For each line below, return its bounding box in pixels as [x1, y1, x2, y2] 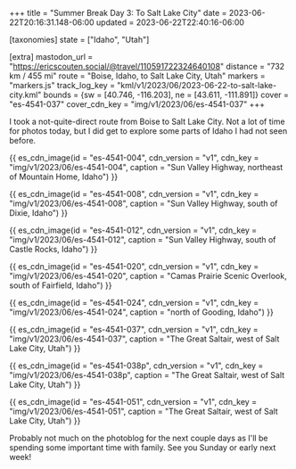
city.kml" [9, 89, 42, 100]
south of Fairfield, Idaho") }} [9, 280, 112, 291]
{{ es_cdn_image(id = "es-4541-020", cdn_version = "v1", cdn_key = [9, 261, 259, 271]
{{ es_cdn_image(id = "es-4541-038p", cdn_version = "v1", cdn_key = [9, 360, 264, 371]
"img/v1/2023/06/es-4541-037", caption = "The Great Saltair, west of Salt [9, 333, 280, 344]
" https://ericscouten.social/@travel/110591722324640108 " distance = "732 [9, 62, 285, 71]
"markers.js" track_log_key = [9, 80, 116, 90]
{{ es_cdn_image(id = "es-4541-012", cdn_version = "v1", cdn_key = [9, 225, 258, 235]
